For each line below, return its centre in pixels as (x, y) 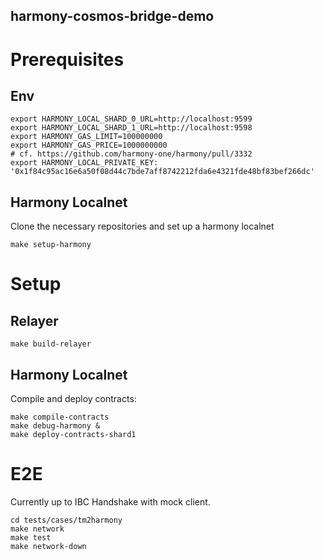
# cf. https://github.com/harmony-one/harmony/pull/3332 (131, 154)
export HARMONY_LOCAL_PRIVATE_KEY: (84, 163)
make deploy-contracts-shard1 (73, 435)
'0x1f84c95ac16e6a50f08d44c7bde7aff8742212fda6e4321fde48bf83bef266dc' (162, 172)
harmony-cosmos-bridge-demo (112, 16)
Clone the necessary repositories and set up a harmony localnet (142, 226)
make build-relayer (51, 344)
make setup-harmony (51, 245)
